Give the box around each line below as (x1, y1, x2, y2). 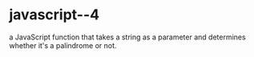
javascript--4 (9, 6, 99, 24)
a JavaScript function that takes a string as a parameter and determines (9, 32, 247, 42)
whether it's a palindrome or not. (9, 40, 117, 50)
